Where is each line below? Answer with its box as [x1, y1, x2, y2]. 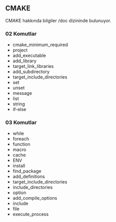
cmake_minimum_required [12, 42, 68, 48]
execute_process [12, 211, 49, 217]
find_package [12, 168, 42, 174]
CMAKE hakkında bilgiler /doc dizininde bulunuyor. [5, 17, 112, 23]
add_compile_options [12, 195, 57, 201]
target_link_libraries [12, 63, 54, 69]
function [12, 141, 31, 147]
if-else [12, 106, 26, 113]
